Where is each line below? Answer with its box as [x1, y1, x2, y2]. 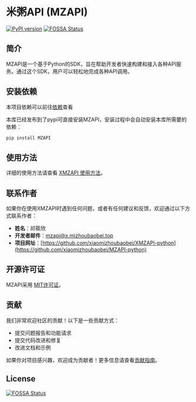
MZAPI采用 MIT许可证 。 [6, 281, 65, 288]
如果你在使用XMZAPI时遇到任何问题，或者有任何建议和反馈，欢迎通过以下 [6, 205, 185, 212]
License [6, 374, 36, 384]
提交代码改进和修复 [14, 336, 62, 344]
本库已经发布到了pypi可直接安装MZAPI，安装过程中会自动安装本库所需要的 [6, 116, 187, 123]
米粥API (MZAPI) [6, 5, 88, 19]
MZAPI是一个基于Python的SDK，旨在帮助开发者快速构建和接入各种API [6, 60, 177, 68]
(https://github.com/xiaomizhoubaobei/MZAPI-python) [14, 246, 147, 253]
